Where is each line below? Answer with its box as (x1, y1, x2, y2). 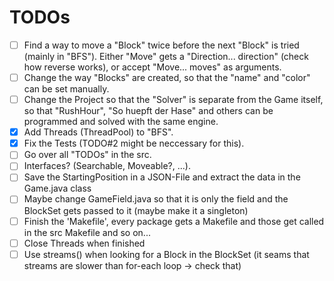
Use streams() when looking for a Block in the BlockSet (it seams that (23, 248, 310, 260)
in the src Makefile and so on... (23, 226, 151, 238)
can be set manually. (23, 83, 110, 95)
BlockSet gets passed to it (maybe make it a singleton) (23, 204, 249, 216)
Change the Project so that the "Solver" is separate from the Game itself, (23, 94, 324, 106)
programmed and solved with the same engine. (23, 116, 219, 128)
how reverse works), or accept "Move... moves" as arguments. (23, 61, 282, 73)
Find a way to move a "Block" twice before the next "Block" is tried (23, 39, 300, 51)
